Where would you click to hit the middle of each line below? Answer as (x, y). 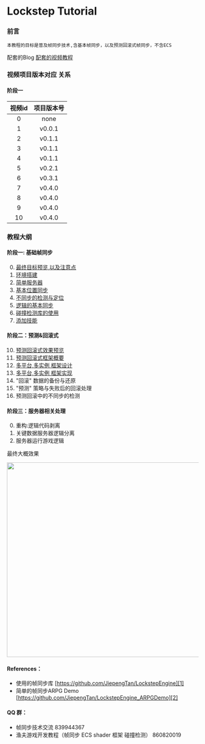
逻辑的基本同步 (34, 305)
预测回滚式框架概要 (40, 358)
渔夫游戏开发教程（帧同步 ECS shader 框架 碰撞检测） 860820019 (99, 735)
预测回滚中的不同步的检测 (48, 395)
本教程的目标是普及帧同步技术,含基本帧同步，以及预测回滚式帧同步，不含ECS (89, 46)
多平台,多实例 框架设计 (44, 365)
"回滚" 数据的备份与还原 (46, 380)
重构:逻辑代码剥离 (38, 426)
